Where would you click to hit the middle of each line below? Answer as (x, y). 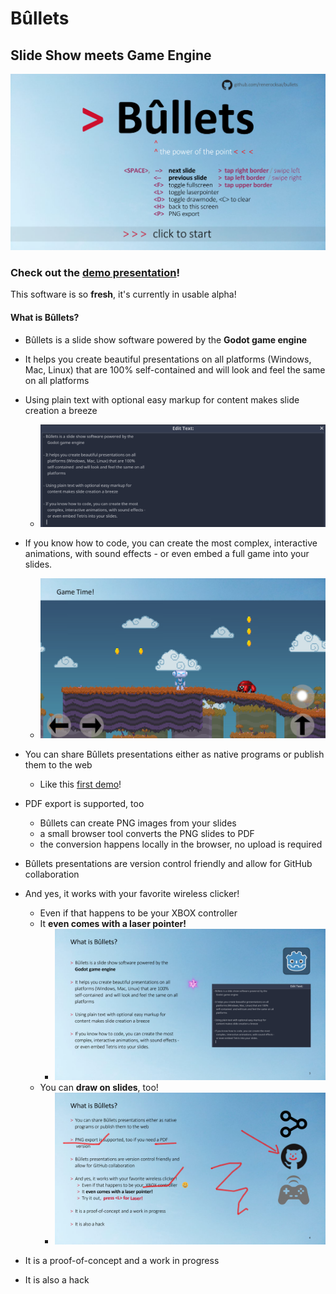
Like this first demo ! (80, 784)
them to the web (58, 764)
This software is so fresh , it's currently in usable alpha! (123, 294)
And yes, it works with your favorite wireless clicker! (132, 893)
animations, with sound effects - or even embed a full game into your (167, 553)
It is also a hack (57, 1279)
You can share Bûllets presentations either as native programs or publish (174, 754)
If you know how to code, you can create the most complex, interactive (171, 543)
